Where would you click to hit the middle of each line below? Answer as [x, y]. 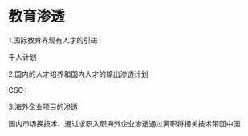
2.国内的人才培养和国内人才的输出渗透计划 [78, 74]
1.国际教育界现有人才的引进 [53, 40]
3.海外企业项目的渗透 [43, 106]
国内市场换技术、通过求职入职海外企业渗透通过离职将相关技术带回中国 [124, 123]
